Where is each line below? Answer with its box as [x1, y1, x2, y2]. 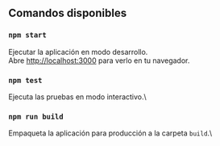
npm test [8, 76, 43, 85]
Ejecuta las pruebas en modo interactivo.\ [8, 92, 147, 102]
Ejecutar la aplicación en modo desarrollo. [8, 47, 148, 56]
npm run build [8, 112, 64, 121]
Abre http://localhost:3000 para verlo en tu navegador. [8, 56, 190, 65]
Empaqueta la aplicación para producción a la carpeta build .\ [8, 128, 213, 138]
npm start [8, 31, 47, 40]
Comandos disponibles [8, 6, 127, 20]
